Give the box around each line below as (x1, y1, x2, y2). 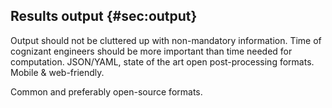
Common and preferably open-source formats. (10, 85, 203, 98)
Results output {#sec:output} (10, 8, 198, 25)
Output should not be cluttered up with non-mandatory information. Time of (10, 34, 322, 46)
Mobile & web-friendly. (10, 66, 105, 78)
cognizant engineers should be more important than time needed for (10, 45, 293, 57)
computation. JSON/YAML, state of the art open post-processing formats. (10, 55, 315, 68)
